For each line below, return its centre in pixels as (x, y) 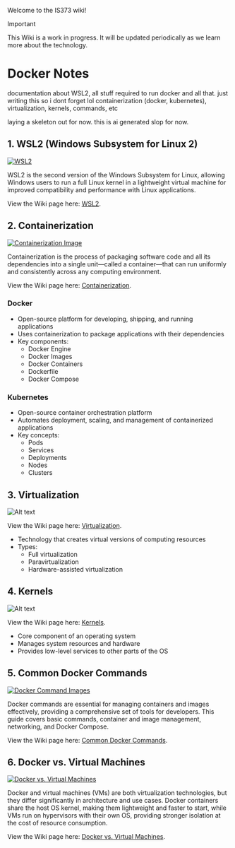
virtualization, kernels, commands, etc (63, 108)
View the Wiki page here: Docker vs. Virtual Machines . (86, 837)
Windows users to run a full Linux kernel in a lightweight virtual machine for (117, 182)
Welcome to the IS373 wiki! (47, 10)
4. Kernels (30, 592)
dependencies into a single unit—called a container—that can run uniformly (117, 264)
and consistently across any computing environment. (84, 271)
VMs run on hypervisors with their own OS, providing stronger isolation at (114, 815)
